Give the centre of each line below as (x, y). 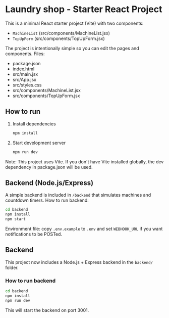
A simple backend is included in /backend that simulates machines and (78, 195)
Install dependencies (34, 124)
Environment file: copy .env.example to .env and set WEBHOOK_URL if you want (84, 229)
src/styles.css (27, 85)
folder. (12, 267)
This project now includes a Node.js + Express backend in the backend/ (79, 262)
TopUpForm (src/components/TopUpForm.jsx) (59, 38)
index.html (23, 69)
